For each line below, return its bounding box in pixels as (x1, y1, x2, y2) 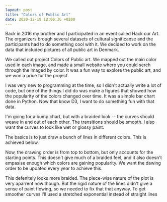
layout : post (5, 7, 33, 13)
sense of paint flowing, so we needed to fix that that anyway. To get (5, 186, 146, 192)
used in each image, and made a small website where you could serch (5, 62, 151, 68)
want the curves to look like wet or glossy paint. (5, 124, 105, 130)
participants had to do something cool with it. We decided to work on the (5, 41, 156, 47)
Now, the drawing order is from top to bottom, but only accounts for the (5, 149, 153, 156)
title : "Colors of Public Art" (5, 12, 71, 17)
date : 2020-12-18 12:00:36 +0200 (5, 17, 75, 22)
